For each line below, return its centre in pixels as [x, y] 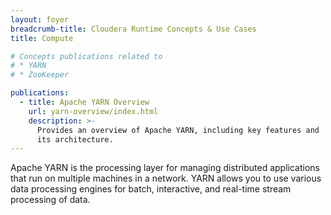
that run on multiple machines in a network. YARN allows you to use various [166, 178]
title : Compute [42, 38]
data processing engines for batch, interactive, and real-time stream [151, 189]
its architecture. [75, 139]
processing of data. [50, 200]
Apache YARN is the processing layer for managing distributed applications [165, 168]
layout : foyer [40, 19]
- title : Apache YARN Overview [84, 102]
